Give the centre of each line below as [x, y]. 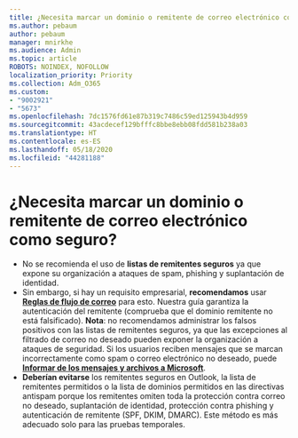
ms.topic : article [43, 59]
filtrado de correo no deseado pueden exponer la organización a [140, 339]
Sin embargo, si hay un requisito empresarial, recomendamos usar [145, 292]
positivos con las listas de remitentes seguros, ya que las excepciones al [155, 330]
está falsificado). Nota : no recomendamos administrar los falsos [139, 321]
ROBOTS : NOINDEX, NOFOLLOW [59, 68]
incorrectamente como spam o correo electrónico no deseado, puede [149, 358]
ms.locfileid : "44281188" [57, 158]
